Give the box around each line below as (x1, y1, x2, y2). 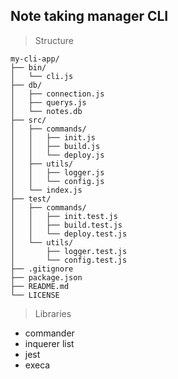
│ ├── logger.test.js (10, 246, 128, 256)
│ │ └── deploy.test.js (10, 229, 128, 239)
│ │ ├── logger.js (10, 167, 105, 178)
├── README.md (10, 281, 70, 291)
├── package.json (10, 272, 83, 283)
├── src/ (10, 115, 47, 125)
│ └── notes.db (10, 106, 83, 116)
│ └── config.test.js (10, 255, 128, 265)
